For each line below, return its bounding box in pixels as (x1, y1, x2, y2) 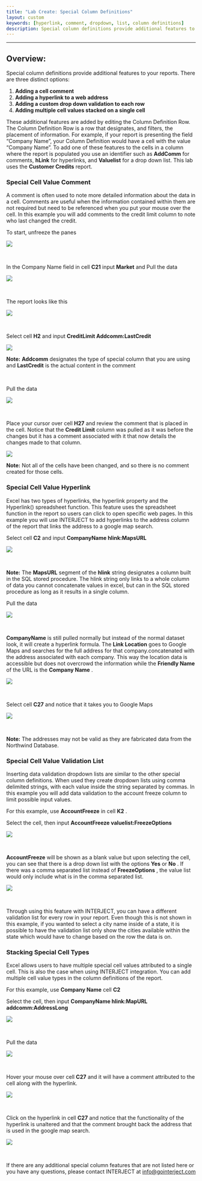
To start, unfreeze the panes (6, 229, 77, 236)
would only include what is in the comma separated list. (6, 873, 144, 880)
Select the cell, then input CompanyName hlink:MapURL (6, 998, 148, 1005)
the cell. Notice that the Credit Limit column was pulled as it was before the (6, 426, 194, 434)
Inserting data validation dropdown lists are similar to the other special (6, 770, 180, 778)
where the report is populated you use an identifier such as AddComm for (6, 150, 190, 158)
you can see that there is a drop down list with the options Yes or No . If (6, 860, 184, 867)
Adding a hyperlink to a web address (14, 94, 109, 101)
